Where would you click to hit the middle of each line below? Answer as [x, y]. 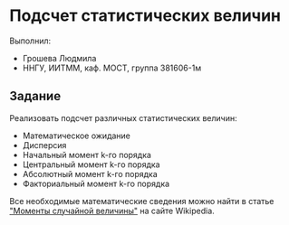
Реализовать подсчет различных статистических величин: [123, 117]
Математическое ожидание [77, 136]
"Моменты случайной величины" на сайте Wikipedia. [112, 211]
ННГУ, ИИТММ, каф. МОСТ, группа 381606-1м [112, 68]
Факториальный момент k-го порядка [96, 183]
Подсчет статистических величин [145, 16]
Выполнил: [30, 41]
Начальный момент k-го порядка [87, 155]
